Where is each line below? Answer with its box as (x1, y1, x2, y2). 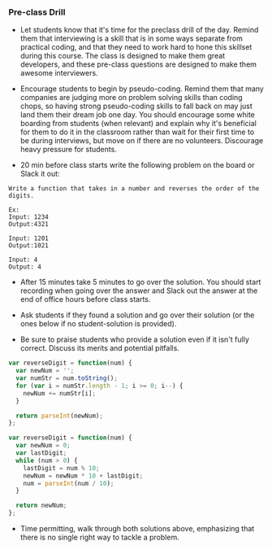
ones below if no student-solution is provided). (19, 319, 177, 329)
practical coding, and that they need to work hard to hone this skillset (19, 42, 253, 52)
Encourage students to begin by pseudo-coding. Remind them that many (19, 84, 264, 94)
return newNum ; (15, 501, 67, 510)
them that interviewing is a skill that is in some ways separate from (19, 33, 244, 43)
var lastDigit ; (15, 449, 67, 457)
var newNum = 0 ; (15, 442, 71, 450)
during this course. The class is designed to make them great (19, 51, 226, 61)
